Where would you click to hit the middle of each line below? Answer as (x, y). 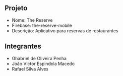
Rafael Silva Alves (30, 69)
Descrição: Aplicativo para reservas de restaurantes (65, 31)
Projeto (16, 8)
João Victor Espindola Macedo (43, 64)
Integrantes (23, 46)
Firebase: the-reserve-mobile (42, 25)
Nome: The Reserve (32, 20)
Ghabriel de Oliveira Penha (39, 58)
